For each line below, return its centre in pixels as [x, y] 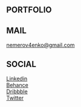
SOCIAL [21, 64]
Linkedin [17, 79]
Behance [17, 85]
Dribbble [17, 92]
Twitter [15, 98]
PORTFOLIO [29, 10]
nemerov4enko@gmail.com [40, 45]
